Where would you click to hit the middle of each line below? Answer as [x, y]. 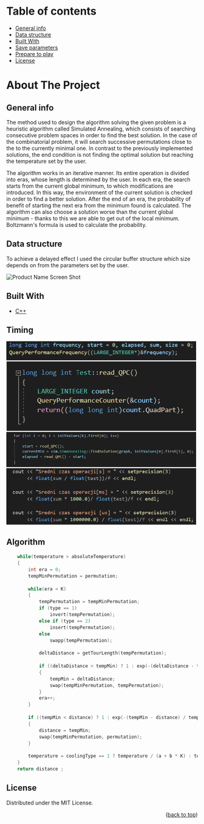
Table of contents [52, 11]
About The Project [53, 85]
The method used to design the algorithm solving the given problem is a [96, 122]
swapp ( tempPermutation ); [81, 640]
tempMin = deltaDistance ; [82, 679]
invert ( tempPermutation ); [82, 615]
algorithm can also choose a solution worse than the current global [90, 212]
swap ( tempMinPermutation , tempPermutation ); [107, 685]
